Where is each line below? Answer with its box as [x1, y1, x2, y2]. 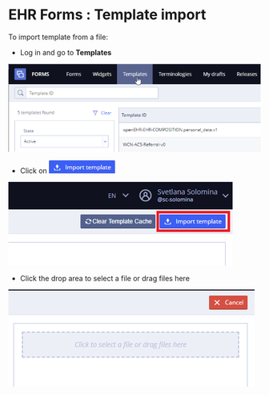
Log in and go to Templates [19, 47, 112, 57]
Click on [19, 166, 48, 175]
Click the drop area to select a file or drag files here [19, 274, 191, 284]
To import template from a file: [8, 32, 108, 42]
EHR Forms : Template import [8, 6, 207, 24]
